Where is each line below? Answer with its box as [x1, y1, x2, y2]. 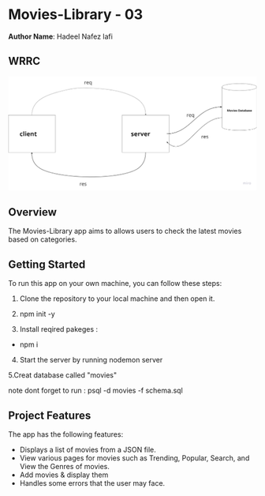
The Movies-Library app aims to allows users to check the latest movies [8, 227, 242, 236]
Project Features [8, 408, 91, 422]
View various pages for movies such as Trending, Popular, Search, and [19, 453, 250, 463]
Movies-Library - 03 [8, 6, 144, 24]
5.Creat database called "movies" [8, 370, 117, 380]
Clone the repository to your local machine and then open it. [19, 294, 215, 303]
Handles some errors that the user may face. [19, 479, 166, 488]
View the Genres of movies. [19, 462, 110, 472]
